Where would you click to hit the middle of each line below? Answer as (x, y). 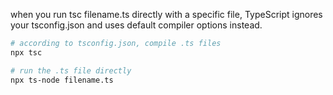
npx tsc (26, 52)
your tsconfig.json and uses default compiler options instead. (136, 25)
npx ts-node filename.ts (62, 80)
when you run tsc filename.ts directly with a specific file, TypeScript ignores (166, 14)
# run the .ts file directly (71, 70)
